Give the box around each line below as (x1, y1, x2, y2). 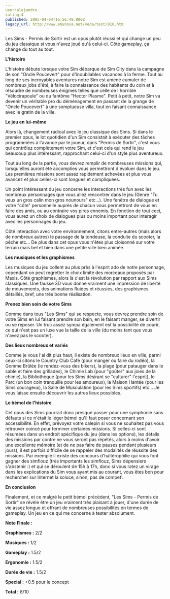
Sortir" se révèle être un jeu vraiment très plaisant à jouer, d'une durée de (5, 500, 159, 506)
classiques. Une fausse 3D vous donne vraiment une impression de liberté (5, 280, 161, 287)
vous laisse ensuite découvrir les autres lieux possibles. (5, 390, 122, 396)
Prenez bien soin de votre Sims (5, 301, 72, 307)
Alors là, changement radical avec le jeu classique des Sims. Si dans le (5, 129, 153, 135)
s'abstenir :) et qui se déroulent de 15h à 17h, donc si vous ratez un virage (5, 463, 159, 470)
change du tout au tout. (5, 46, 54, 52)
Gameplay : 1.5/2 (5, 549, 42, 556)
